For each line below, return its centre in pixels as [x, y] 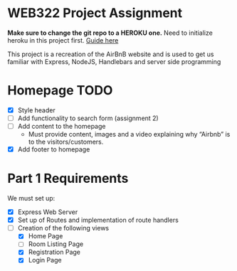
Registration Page [54, 252]
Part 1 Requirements [68, 179]
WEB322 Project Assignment [95, 13]
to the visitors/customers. [66, 142]
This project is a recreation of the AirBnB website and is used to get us [111, 54]
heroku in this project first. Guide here [63, 40]
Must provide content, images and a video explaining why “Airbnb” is [129, 134]
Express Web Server [48, 212]
